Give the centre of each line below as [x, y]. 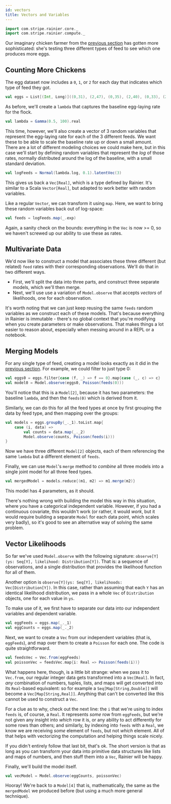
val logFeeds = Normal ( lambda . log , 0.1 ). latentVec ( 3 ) [64, 173]
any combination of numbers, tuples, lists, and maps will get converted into [84, 683]
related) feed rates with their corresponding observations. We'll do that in [82, 267]
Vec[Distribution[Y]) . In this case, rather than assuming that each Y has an [85, 587]
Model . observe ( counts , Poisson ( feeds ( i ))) [69, 437]
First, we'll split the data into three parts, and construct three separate [86, 282]
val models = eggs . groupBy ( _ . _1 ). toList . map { [54, 422]
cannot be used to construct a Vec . [41, 699]
